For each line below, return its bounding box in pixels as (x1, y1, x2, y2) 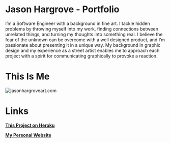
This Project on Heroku (5, 122, 55, 128)
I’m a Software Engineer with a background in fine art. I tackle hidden (5, 20, 150, 26)
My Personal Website (5, 132, 52, 138)
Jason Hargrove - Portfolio (5, 4, 120, 15)
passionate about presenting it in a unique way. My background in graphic (5, 42, 161, 48)
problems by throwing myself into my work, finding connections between (5, 25, 159, 32)
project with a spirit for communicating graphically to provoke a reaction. (5, 52, 158, 59)
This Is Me (5, 71, 50, 82)
